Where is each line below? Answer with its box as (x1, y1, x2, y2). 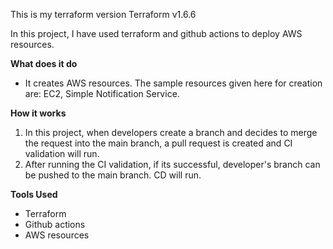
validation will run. (24, 148, 100, 159)
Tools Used (10, 189, 58, 200)
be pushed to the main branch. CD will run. (24, 169, 202, 181)
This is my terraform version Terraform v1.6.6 (10, 9, 197, 20)
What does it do (10, 58, 78, 69)
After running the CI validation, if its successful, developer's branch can (24, 159, 321, 170)
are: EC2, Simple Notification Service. (24, 88, 180, 99)
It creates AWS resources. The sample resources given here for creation (24, 77, 323, 89)
